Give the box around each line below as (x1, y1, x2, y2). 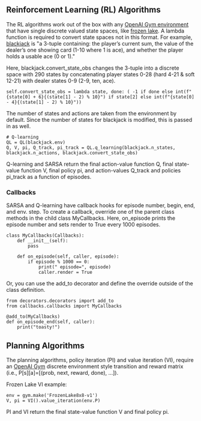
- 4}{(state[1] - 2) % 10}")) (6, 99, 82, 105)
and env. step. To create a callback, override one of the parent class (6, 208, 175, 216)
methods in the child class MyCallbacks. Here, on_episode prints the (6, 214, 176, 222)
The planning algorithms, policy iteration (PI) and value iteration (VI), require (6, 356, 194, 363)
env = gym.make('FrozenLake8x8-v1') (6, 392, 98, 398)
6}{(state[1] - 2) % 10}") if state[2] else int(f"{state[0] (38, 94, 195, 100)
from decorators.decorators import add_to (6, 298, 114, 304)
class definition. (6, 286, 46, 294)
